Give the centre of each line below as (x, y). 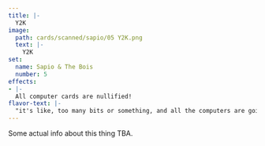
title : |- (24, 15)
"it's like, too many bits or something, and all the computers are (130, 111)
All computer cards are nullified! (74, 96)
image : (19, 30)
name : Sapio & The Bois (54, 67)
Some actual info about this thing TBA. (71, 133)
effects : (22, 81)
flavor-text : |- (35, 103)
